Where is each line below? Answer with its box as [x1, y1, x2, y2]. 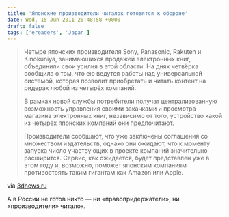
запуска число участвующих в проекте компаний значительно [23, 147, 208, 155]
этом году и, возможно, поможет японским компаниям [23, 161, 187, 169]
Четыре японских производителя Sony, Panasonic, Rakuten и [23, 48, 202, 56]
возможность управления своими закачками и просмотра [23, 104, 196, 113]
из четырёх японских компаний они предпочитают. [23, 119, 174, 127]
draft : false [7, 23, 44, 29]
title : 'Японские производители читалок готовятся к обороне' [7, 10, 188, 17]
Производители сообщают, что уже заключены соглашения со [23, 132, 208, 141]
